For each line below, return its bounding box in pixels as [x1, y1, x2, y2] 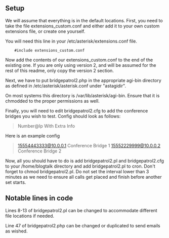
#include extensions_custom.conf [14, 48, 85, 53]
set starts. [5, 179, 26, 185]
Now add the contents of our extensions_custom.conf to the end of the [5, 57, 153, 63]
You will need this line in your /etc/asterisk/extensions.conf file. [5, 38, 138, 44]
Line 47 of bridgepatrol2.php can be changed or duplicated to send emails [5, 222, 160, 228]
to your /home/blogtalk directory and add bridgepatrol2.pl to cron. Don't [5, 163, 155, 169]
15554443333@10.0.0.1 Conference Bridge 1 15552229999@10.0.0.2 [17, 142, 161, 148]
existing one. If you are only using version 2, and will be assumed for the [5, 62, 156, 68]
